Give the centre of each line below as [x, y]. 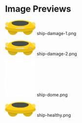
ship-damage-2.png [57, 53]
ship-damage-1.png [56, 33]
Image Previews [38, 9]
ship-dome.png [52, 95]
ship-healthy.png [54, 115]
